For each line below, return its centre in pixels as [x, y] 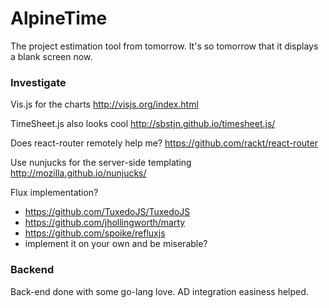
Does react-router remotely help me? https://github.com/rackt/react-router [164, 143]
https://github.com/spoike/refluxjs [95, 233]
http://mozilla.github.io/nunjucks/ [78, 173]
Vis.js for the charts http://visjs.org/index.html [104, 104]
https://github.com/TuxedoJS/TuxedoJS [107, 212]
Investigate [38, 82]
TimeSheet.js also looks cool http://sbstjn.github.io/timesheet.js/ [143, 124]
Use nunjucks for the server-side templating [101, 163]
